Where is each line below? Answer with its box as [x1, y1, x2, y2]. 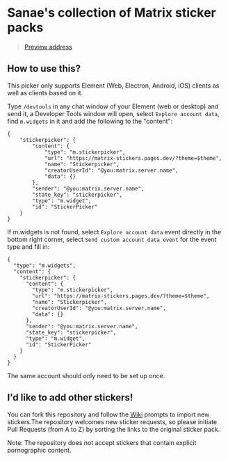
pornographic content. [7, 446, 72, 454]
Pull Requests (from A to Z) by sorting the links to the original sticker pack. [7, 425, 220, 433]
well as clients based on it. [7, 88, 83, 97]
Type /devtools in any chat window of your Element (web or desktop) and [7, 102, 219, 111]
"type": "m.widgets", [13, 262, 76, 269]
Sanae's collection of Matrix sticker [7, 5, 217, 21]
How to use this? [7, 63, 81, 74]
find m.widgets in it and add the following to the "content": [7, 117, 173, 125]
